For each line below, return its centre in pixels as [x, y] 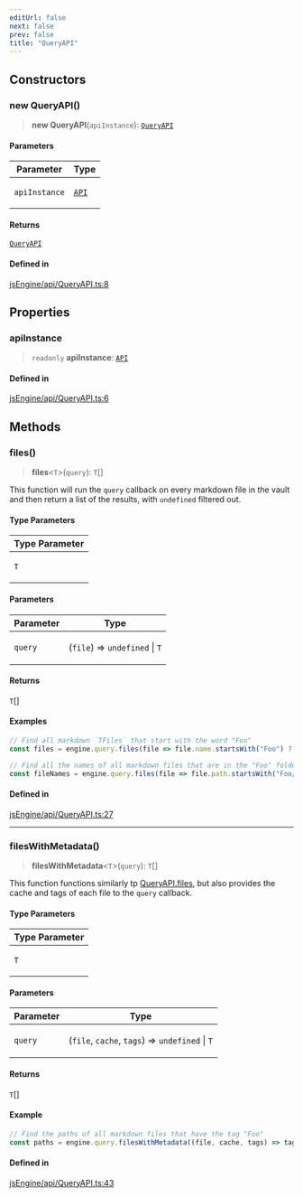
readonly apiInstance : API [80, 358]
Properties [40, 312]
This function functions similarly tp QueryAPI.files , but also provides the [142, 883]
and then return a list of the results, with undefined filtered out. [125, 500]
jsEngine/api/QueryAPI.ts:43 [62, 1183]
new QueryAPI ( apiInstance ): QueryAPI [102, 125]
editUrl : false [38, 18]
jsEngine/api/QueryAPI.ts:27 [62, 814]
